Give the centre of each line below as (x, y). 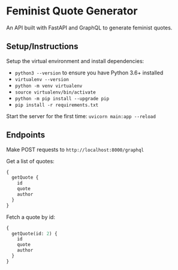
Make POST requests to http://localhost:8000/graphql (75, 149)
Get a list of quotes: (31, 161)
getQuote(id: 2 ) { (35, 233)
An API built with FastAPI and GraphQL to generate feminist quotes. (89, 28)
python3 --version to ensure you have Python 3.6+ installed (89, 73)
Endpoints (26, 135)
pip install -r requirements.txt (57, 105)
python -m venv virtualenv (49, 86)
